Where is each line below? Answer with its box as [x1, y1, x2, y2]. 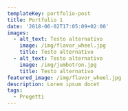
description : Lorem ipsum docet [7, 81, 100, 88]
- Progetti [13, 94, 45, 101]
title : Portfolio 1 [7, 17, 63, 23]
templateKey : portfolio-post [7, 10, 91, 17]
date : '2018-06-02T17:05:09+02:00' [7, 23, 109, 30]
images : [7, 29, 30, 37]
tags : [7, 87, 23, 94]
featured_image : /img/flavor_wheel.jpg [7, 74, 122, 81]
